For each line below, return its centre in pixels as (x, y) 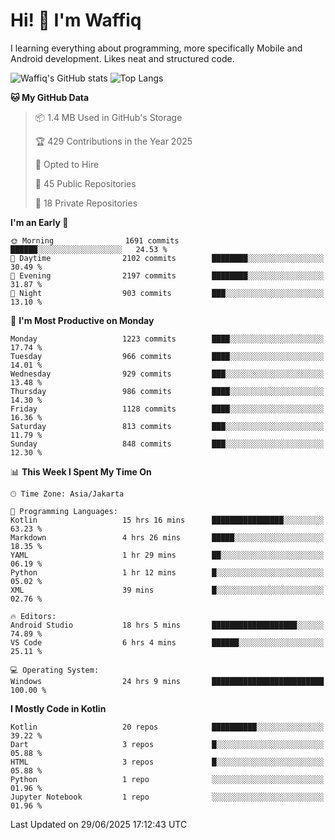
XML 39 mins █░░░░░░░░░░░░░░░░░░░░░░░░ (167, 590)
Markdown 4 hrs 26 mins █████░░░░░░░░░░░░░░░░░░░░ (167, 537)
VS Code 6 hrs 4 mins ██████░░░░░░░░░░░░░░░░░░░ (167, 642)
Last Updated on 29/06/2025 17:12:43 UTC (99, 824)
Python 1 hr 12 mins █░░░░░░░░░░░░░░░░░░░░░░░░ (167, 572)
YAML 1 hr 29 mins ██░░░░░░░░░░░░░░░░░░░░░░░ (167, 555)
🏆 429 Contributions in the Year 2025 (113, 141)
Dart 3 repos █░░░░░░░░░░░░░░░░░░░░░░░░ (167, 744)
